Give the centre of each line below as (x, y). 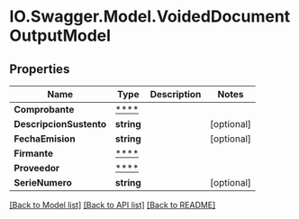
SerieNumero (43, 182)
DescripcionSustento (60, 124)
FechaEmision (45, 139)
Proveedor (37, 168)
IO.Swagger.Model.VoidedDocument (150, 17)
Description (176, 94)
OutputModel (60, 36)
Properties (40, 69)
